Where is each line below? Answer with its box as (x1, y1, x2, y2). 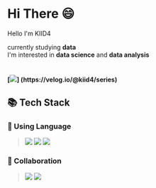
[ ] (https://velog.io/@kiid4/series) (7, 75, 118, 84)
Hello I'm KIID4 (7, 29, 51, 38)
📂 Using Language (7, 121, 72, 131)
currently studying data (7, 43, 77, 51)
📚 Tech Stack (7, 96, 70, 109)
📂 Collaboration (7, 156, 62, 166)
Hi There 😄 (7, 6, 75, 22)
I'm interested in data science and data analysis (7, 50, 150, 59)
